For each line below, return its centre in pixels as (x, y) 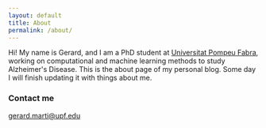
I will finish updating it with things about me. (80, 78)
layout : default (35, 15)
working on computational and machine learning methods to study (117, 61)
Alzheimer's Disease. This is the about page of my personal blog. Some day (132, 70)
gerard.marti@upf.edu (44, 115)
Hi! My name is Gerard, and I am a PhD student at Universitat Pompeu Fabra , (133, 53)
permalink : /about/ (40, 30)
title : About (30, 23)
